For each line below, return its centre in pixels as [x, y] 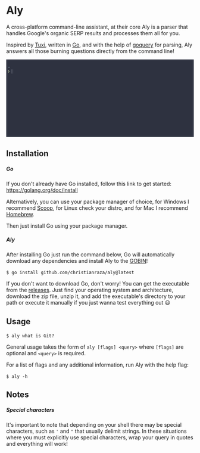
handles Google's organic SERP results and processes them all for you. [93, 33]
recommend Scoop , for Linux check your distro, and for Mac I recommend [97, 208]
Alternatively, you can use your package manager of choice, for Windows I [98, 202]
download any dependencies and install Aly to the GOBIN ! [77, 261]
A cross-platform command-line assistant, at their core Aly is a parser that [97, 27]
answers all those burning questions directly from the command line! [90, 51]
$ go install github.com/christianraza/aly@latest [70, 273]
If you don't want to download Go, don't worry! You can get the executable [98, 284]
